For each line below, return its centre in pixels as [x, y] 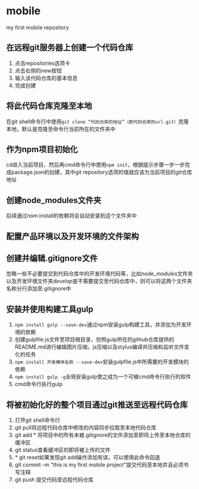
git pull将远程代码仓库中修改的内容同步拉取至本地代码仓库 [85, 428]
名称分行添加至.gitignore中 [39, 289]
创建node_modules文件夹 [54, 200]
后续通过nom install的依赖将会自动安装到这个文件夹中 [72, 216]
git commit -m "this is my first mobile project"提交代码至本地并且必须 [99, 465]
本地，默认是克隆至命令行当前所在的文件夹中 [61, 128]
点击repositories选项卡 [42, 63]
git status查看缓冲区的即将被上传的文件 [63, 450]
